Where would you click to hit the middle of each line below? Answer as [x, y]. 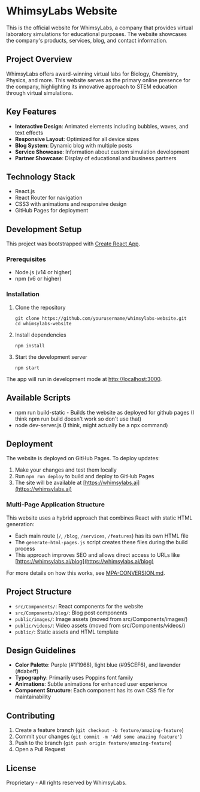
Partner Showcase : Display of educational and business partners [96, 158]
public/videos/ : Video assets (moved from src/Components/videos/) [100, 625]
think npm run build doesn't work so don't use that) [78, 419]
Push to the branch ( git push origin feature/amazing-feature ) [93, 743]
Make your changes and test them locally [66, 470]
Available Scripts [38, 398]
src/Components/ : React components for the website [79, 606]
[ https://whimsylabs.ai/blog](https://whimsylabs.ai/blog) [84, 561]
